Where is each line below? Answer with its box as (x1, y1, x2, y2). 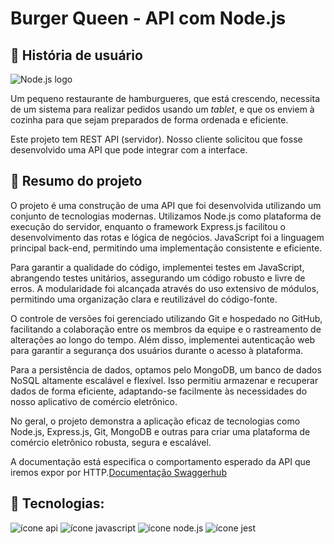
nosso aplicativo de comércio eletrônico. (10, 395, 178, 407)
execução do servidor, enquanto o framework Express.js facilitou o (10, 220, 287, 232)
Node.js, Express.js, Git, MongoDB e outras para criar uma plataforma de (10, 425, 311, 437)
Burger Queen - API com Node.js (10, 7, 287, 30)
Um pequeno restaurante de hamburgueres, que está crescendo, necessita (10, 93, 321, 104)
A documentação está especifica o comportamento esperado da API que (10, 455, 311, 467)
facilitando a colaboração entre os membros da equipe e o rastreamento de (10, 323, 322, 335)
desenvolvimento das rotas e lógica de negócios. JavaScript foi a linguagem (10, 231, 325, 243)
